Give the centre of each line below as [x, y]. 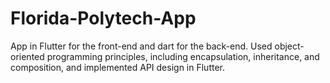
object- [289, 46]
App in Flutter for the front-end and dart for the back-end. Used [141, 46]
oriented [27, 56]
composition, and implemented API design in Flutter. [117, 67]
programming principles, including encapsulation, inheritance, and [183, 56]
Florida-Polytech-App [103, 18]
